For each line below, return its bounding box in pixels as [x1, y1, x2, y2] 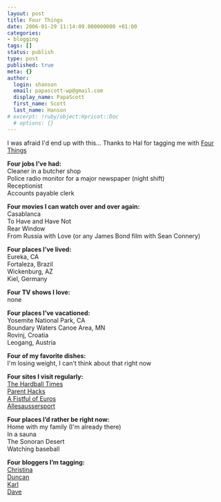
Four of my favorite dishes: [7, 351, 86, 360]
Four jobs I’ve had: [7, 159, 62, 168]
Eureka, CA [7, 252, 39, 260]
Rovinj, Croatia [7, 330, 49, 339]
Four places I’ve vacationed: [7, 309, 90, 317]
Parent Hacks [7, 387, 46, 395]
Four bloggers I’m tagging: [7, 458, 85, 466]
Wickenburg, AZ [7, 267, 53, 276]
